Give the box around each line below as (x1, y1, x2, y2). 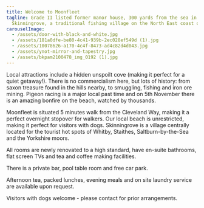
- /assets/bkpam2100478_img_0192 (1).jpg (12, 54, 118, 60)
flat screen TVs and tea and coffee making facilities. (6, 153, 137, 160)
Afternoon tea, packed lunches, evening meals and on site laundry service (6, 176, 192, 183)
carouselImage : (6, 26, 45, 32)
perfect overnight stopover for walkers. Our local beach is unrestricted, (6, 115, 184, 122)
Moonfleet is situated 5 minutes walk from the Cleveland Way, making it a (6, 108, 189, 116)
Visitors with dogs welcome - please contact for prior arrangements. (6, 194, 178, 201)
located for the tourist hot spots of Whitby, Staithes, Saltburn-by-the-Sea (6, 128, 189, 135)
